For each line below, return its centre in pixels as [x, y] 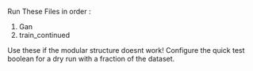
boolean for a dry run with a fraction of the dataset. [91, 59]
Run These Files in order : [50, 11]
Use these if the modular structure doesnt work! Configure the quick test [126, 50]
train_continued [44, 35]
